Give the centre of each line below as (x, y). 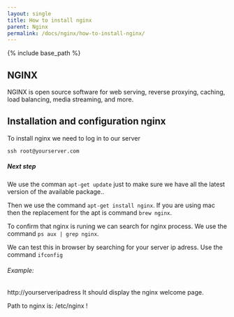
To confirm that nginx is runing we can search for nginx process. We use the (117, 226)
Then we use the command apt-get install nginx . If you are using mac (111, 205)
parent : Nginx (28, 27)
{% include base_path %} (44, 53)
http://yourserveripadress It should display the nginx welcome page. (105, 293)
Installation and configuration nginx (87, 121)
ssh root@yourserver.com (43, 151)
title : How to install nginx (50, 20)
